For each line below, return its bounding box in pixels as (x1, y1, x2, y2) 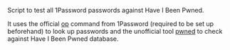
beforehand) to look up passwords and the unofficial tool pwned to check (7, 27, 223, 35)
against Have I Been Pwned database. (7, 35, 119, 43)
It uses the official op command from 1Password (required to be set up (7, 20, 214, 27)
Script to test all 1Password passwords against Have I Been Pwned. (7, 6, 204, 14)
